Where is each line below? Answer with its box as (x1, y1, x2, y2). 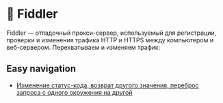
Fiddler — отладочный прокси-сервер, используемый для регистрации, (6, 29, 217, 37)
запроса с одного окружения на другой (16, 88, 133, 96)
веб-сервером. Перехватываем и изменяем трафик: (6, 43, 161, 51)
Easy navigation (6, 63, 77, 74)
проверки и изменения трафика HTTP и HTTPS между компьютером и (6, 35, 213, 44)
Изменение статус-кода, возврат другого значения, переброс (16, 81, 199, 89)
